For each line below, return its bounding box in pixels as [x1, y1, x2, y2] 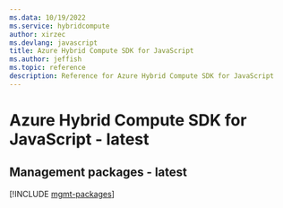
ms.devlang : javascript [9, 38, 99, 48]
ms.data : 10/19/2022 [9, 13, 87, 22]
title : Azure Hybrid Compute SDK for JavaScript [9, 47, 194, 56]
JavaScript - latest [9, 129, 150, 149]
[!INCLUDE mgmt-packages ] [9, 188, 115, 199]
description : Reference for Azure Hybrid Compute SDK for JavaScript [9, 72, 275, 81]
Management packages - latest [9, 165, 188, 180]
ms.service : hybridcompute [9, 22, 110, 30]
